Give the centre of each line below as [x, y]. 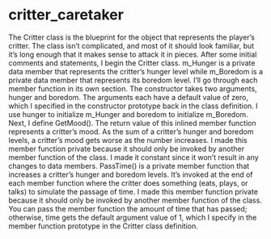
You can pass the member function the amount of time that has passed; [128, 208]
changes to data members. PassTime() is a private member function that [129, 166]
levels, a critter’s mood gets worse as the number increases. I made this [128, 140]
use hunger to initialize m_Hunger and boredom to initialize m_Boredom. [128, 114]
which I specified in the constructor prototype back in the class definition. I [133, 106]
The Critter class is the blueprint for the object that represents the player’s [131, 37]
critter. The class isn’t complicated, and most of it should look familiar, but [131, 45]
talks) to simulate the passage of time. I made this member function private [133, 191]
